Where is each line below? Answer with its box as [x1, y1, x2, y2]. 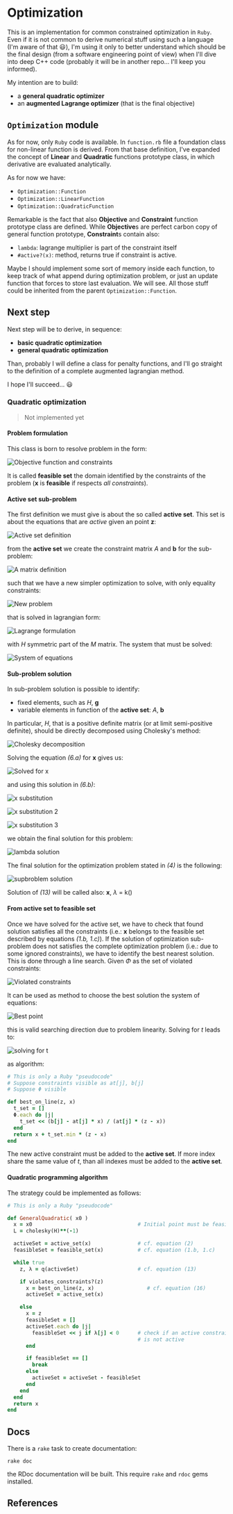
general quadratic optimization [17, 345, 109, 354]
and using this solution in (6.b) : [7, 781, 96, 789]
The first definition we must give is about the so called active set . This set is [7, 510, 225, 519]
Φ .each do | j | [13, 1112, 54, 1118]
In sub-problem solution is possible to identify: [7, 685, 140, 693]
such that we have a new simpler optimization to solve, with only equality [7, 579, 216, 587]
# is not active [137, 1336, 185, 1343]
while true [13, 1259, 45, 1266]
